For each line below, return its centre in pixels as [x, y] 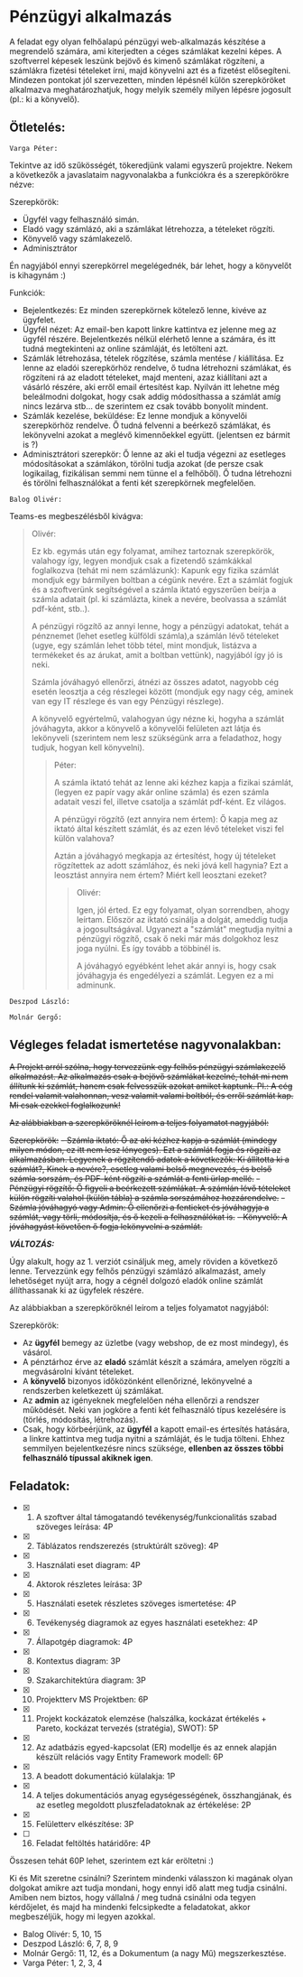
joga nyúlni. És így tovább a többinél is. [149, 948]
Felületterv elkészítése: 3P [85, 1824]
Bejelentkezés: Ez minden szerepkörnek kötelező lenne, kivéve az [145, 310]
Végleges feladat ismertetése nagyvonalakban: [145, 1045]
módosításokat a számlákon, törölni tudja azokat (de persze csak [143, 463]
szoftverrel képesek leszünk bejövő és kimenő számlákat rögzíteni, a [137, 60]
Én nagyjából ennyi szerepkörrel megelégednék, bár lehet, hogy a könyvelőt [151, 265]
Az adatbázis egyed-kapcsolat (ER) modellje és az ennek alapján [156, 1748]
